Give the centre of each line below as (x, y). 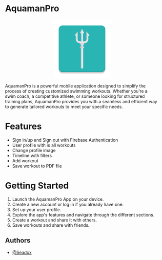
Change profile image (34, 150)
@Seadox (22, 252)
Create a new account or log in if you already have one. (68, 204)
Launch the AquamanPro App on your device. (58, 199)
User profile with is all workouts (44, 145)
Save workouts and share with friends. (51, 225)
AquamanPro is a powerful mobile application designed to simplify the (75, 86)
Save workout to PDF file (37, 166)
